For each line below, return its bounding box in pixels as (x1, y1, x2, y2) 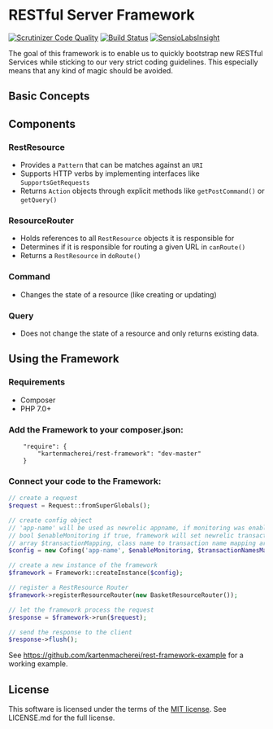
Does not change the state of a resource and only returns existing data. (19, 328, 259, 338)
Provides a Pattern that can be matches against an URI (19, 160, 203, 170)
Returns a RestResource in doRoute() (19, 251, 141, 261)
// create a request (8, 494, 79, 503)
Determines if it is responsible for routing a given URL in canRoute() (19, 242, 246, 252)
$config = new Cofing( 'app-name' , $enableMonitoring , (8, 547, 195, 555)
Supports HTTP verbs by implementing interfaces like (19, 169, 201, 178)
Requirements (8, 376, 66, 388)
